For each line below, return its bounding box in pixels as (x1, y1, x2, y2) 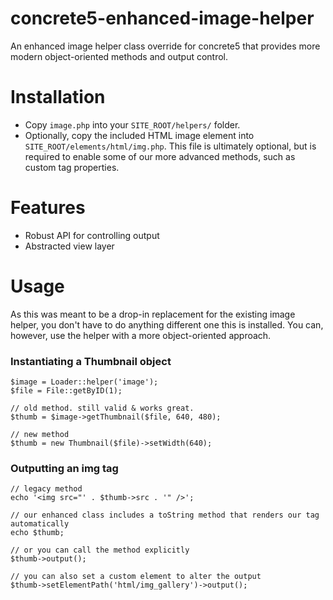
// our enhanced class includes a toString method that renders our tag (10, 510, 320, 521)
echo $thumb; (10, 528, 65, 538)
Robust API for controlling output (24, 229, 160, 241)
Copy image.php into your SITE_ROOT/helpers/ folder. (24, 118, 241, 131)
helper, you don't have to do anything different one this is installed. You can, (10, 318, 324, 331)
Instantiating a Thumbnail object (10, 354, 172, 368)
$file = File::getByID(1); (10, 386, 123, 396)
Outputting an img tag (10, 461, 119, 475)
